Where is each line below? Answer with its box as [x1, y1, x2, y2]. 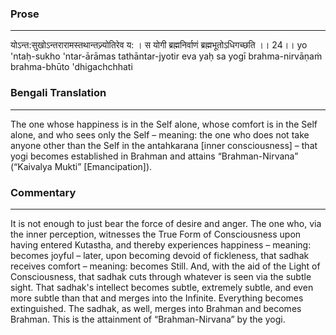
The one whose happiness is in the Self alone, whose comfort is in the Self [10, 118, 318, 130]
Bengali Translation [10, 86, 107, 100]
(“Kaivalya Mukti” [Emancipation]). [10, 160, 153, 172]
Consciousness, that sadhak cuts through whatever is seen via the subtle [10, 270, 312, 282]
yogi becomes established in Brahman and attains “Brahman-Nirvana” [10, 150, 299, 162]
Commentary [10, 185, 77, 199]
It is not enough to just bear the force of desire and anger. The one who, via [10, 217, 322, 229]
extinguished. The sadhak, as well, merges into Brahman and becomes [10, 302, 302, 314]
